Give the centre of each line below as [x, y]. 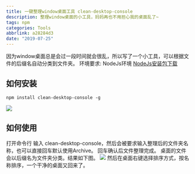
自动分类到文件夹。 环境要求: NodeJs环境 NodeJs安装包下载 [104, 63]
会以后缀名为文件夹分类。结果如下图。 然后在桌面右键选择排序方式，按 [95, 158]
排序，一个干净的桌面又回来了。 [49, 165]
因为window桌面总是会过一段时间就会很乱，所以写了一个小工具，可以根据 [95, 56]
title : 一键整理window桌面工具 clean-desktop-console [69, 11]
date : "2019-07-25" [30, 39]
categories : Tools [28, 28]
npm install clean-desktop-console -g [53, 97]
